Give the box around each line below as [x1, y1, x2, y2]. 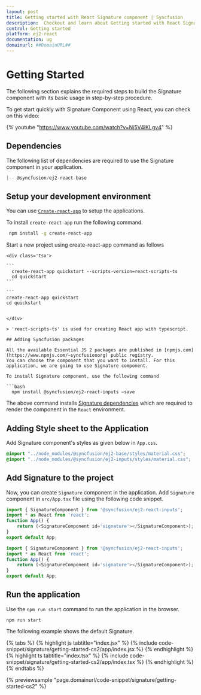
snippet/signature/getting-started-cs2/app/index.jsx [6, 645, 135, 652]
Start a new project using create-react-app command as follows [6, 241, 165, 248]
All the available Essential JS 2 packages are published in [6, 347, 162, 353]
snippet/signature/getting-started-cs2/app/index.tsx [6, 658, 136, 665]
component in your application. [6, 163, 83, 171]
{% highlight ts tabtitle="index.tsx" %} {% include [6, 652, 129, 659]
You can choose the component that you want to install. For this [6, 357, 175, 364]
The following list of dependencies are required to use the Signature [6, 157, 174, 164]
